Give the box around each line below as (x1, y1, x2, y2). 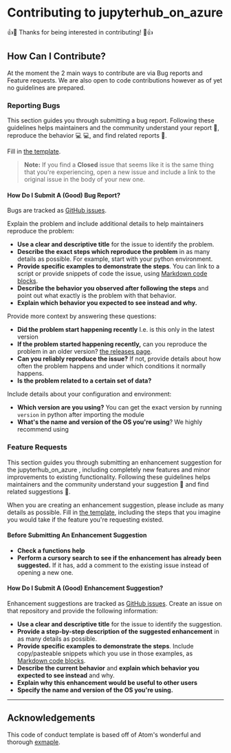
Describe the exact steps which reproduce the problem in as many (16, 248, 210, 256)
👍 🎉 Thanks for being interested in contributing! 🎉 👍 (7, 28, 153, 36)
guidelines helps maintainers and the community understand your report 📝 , (7, 124, 220, 132)
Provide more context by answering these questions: (7, 312, 157, 321)
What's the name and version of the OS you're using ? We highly (16, 418, 203, 426)
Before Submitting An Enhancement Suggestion (7, 531, 147, 540)
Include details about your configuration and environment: (7, 390, 172, 399)
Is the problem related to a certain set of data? (16, 376, 152, 385)
